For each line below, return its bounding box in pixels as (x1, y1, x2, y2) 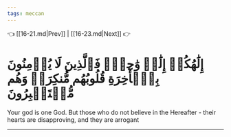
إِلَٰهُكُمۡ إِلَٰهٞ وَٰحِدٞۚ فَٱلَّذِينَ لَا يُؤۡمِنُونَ (7, 56, 204, 72)
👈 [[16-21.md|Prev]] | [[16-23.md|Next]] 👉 (7, 29, 131, 38)
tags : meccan (7, 10, 45, 17)
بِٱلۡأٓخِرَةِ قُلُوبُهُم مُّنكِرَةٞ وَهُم (7, 70, 159, 86)
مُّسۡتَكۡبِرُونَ (7, 85, 74, 101)
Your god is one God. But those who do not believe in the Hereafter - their (7, 108, 217, 116)
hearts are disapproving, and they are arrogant (7, 115, 140, 124)
